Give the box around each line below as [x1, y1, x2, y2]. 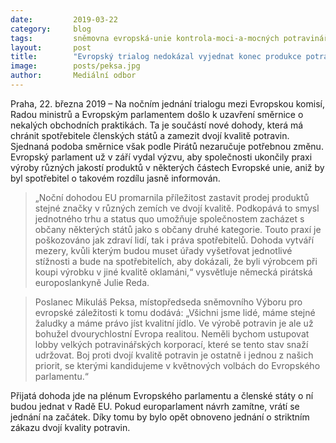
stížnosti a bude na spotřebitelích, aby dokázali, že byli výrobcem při [34, 255, 318, 267]
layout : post [10, 42, 92, 53]
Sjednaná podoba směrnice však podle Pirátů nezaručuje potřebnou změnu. [10, 140, 324, 152]
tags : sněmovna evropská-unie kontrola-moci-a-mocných [10, 33, 280, 43]
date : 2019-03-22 [10, 14, 118, 25]
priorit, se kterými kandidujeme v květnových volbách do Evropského [34, 359, 321, 371]
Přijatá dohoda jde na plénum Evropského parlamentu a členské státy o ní [10, 389, 314, 401]
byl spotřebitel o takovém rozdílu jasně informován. [10, 172, 221, 184]
